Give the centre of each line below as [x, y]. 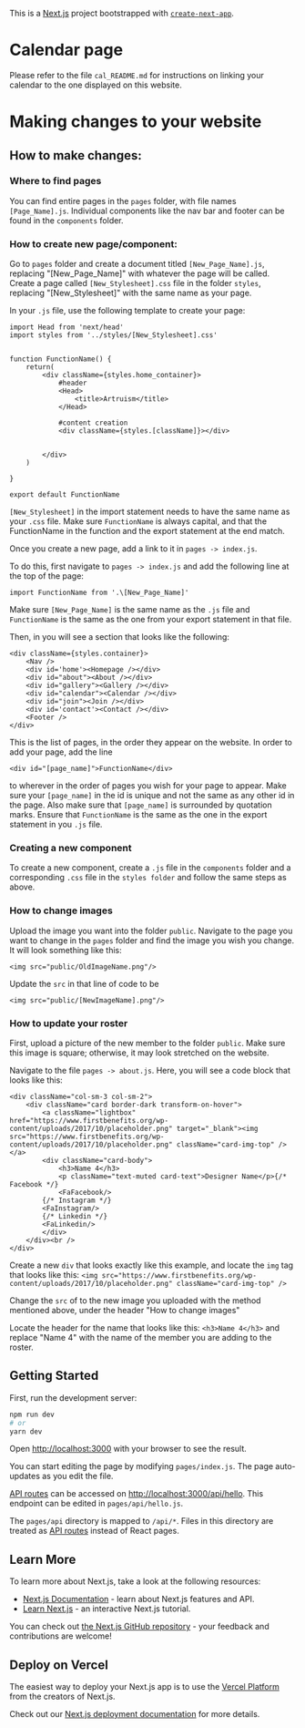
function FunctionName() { [61, 359]
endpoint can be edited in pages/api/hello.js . [97, 1504]
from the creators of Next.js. [62, 1697]
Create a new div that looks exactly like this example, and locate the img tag [152, 1265]
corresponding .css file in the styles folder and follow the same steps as [148, 878]
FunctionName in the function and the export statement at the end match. [147, 531]
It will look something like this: [66, 950]
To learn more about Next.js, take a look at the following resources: [135, 1581]
